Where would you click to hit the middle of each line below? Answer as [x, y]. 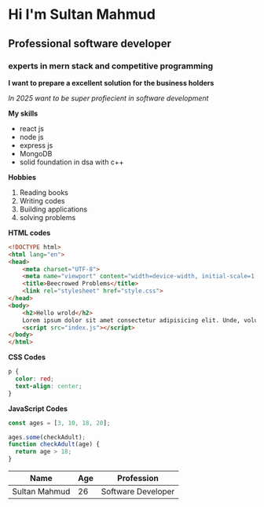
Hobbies [22, 177]
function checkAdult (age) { [54, 445]
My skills [23, 113]
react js [32, 128]
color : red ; [35, 379]
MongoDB [36, 153]
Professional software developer [90, 44]
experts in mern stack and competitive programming [111, 66]
